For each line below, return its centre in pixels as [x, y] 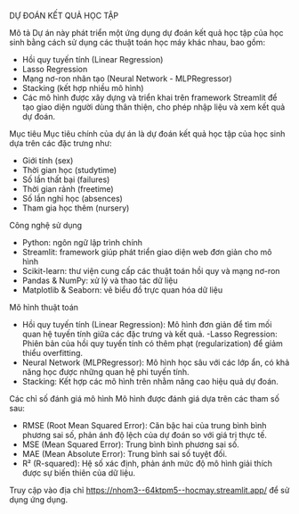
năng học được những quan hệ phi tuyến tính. [105, 372]
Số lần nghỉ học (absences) [72, 199]
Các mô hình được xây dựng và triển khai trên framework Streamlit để [149, 97]
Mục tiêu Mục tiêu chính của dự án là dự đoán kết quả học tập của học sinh [147, 134]
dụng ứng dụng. [39, 500]
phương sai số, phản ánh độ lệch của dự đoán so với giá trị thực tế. [144, 435]
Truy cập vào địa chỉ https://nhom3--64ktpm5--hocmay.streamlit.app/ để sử [149, 490]
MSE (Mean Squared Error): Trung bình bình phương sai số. [131, 444]
